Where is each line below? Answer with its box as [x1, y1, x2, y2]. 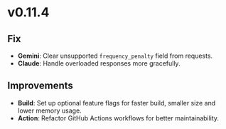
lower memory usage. [17, 106, 82, 115]
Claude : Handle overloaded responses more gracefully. [17, 59, 181, 68]
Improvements [7, 80, 73, 92]
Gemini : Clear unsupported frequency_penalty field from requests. [17, 51, 213, 60]
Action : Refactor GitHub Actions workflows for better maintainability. [17, 113, 219, 122]
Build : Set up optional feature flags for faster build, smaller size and [17, 98, 216, 107]
